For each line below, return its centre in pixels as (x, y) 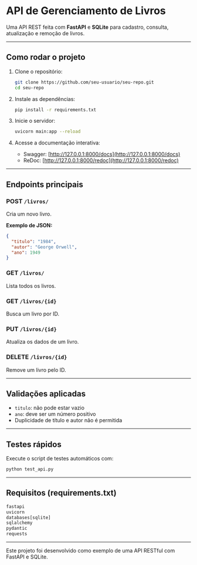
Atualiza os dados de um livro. (43, 342)
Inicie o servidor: (35, 121)
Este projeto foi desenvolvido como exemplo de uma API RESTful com (91, 551)
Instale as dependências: (45, 99)
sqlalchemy (19, 523)
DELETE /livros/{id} (37, 357)
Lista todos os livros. (31, 285)
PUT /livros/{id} (31, 329)
